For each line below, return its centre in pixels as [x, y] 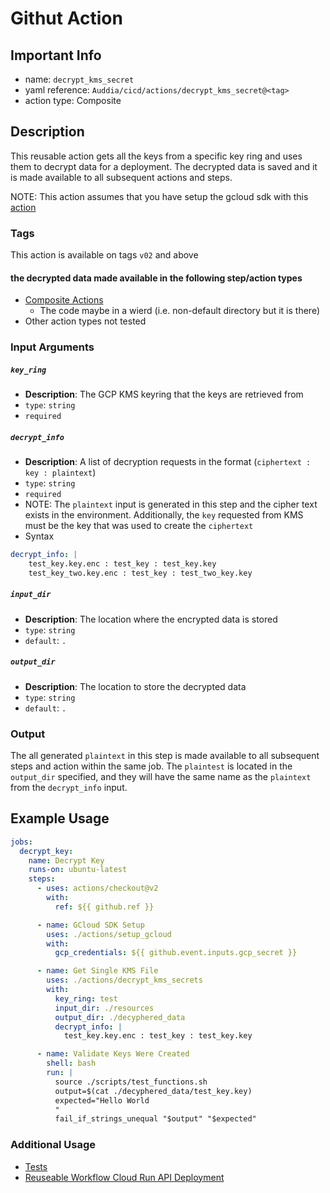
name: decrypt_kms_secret [79, 79]
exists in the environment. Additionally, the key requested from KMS [164, 515]
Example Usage [60, 818]
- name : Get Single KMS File [97, 971]
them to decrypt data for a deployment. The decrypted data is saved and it [164, 166]
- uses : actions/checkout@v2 [97, 888]
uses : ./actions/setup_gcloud [109, 934]
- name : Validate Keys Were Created [113, 1054]
